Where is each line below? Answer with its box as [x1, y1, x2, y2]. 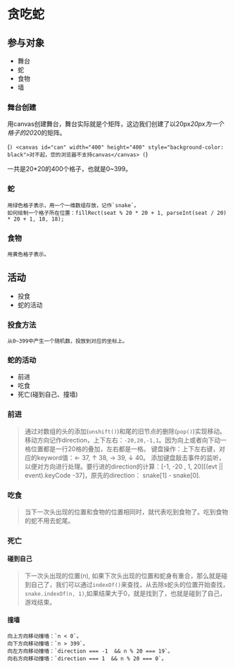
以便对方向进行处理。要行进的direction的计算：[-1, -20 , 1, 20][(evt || [24, 462, 224, 471]
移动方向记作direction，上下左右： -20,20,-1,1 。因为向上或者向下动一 [24, 435, 227, 444]
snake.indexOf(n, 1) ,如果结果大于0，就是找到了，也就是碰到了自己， [24, 589, 227, 598]
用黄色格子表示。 [7, 251, 50, 258]
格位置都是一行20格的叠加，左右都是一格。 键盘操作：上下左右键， [24, 445, 220, 453]
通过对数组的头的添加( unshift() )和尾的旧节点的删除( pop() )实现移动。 [24, 427, 227, 435]
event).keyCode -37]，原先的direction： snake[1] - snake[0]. [24, 471, 201, 479]
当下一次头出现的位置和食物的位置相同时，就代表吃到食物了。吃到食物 [24, 507, 229, 516]
